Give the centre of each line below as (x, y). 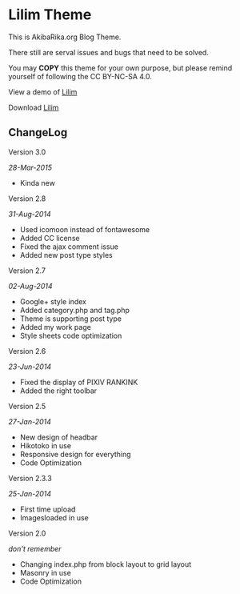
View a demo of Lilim (43, 92)
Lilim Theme (50, 15)
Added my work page (56, 327)
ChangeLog (38, 132)
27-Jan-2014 (30, 421)
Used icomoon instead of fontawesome (85, 229)
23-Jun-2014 (30, 367)
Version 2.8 (27, 199)
